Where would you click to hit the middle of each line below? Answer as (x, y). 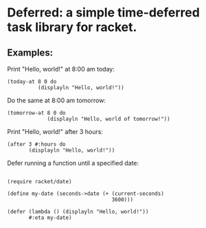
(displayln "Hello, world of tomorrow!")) (108, 119)
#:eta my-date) (50, 218)
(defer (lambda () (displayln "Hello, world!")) (78, 212)
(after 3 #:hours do (37, 144)
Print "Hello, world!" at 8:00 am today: (61, 69)
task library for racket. (72, 27)
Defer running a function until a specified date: (73, 163)
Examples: (30, 53)
